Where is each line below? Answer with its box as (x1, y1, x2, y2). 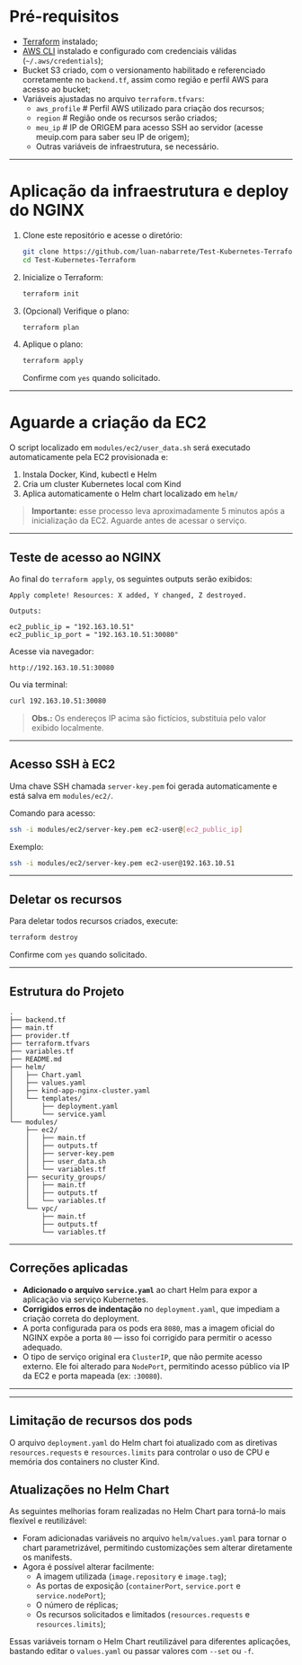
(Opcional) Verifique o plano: (22, 306, 129, 316)
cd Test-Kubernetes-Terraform (22, 255, 137, 264)
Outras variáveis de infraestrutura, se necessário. (35, 141, 219, 152)
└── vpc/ (25, 1204, 58, 1213)
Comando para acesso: (9, 807, 96, 819)
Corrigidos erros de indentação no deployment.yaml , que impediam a (22, 1303, 280, 1314)
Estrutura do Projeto (9, 984, 125, 999)
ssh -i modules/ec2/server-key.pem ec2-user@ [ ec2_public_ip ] (9, 825, 244, 834)
